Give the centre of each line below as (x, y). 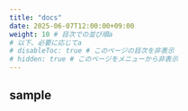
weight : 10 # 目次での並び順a (61, 34)
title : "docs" (36, 17)
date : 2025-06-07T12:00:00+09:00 (72, 26)
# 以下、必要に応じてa (46, 43)
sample (31, 95)
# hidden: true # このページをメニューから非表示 (94, 59)
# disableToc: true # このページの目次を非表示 (92, 51)
